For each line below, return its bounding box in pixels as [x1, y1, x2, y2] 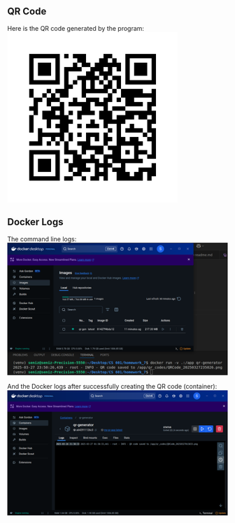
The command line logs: [7, 234, 77, 243]
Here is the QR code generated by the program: [7, 24, 145, 32]
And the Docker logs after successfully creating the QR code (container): [7, 382, 218, 391]
